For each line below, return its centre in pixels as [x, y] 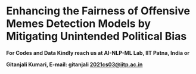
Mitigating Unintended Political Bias [97, 36]
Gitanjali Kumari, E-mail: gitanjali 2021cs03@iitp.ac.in [74, 64]
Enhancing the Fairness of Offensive [98, 11]
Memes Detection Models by [78, 24]
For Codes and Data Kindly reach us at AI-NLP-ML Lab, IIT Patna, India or [98, 53]
